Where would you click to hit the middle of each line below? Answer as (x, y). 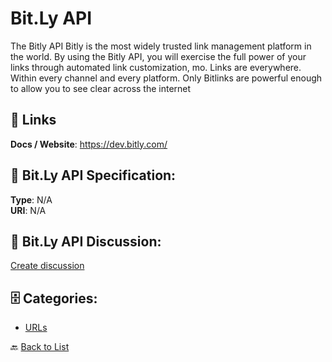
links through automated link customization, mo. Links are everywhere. (156, 67)
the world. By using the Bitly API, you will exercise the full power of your (158, 56)
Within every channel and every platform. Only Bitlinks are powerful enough (166, 78)
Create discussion (47, 266)
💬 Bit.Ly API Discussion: (86, 241)
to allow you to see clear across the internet (101, 88)
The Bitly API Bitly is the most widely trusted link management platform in (161, 46)
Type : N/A (31, 199)
